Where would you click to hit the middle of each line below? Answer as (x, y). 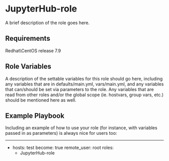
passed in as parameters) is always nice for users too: (61, 133)
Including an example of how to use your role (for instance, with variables (81, 128)
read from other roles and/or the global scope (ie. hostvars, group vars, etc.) (84, 95)
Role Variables (28, 67)
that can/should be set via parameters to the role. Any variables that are (80, 89)
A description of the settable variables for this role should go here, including (84, 78)
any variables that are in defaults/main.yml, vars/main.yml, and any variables (84, 84)
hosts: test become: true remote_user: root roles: (63, 148)
